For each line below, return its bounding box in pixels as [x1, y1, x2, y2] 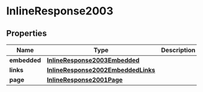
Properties [6, 28, 47, 38]
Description [161, 46, 196, 54]
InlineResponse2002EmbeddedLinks [47, 66, 156, 74]
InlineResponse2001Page [47, 76, 123, 84]
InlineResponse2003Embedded [47, 56, 140, 64]
